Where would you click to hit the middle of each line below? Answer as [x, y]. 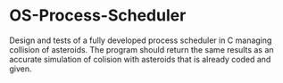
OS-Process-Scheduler [98, 16]
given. [21, 69]
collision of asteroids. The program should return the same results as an [141, 49]
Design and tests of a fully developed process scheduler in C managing [141, 40]
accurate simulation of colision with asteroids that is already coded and [140, 59]
